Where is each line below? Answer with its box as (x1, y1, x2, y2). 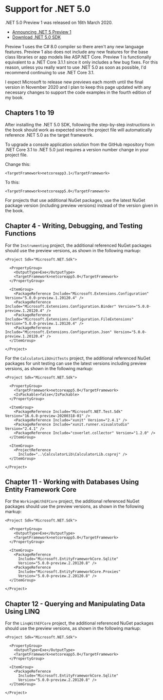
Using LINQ (5, 607, 40, 616)
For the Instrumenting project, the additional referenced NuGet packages (5, 242, 152, 248)
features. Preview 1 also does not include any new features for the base (5, 49, 148, 55)
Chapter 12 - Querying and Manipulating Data (5, 600, 145, 608)
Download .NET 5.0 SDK (12, 34, 61, 40)
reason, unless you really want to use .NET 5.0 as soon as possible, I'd (5, 64, 146, 70)
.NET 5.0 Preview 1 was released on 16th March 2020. (5, 20, 113, 25)
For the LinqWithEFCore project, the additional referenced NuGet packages (5, 620, 154, 626)
